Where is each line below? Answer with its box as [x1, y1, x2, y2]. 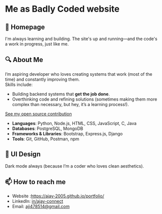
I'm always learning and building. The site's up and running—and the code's [5, 36, 158, 42]
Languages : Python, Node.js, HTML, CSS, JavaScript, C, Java [12, 120, 137, 126]
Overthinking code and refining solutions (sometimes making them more [12, 96, 157, 102]
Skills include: [5, 82, 33, 87]
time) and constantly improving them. [5, 76, 80, 82]
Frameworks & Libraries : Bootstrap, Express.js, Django [12, 130, 123, 136]
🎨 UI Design [5, 150, 41, 158]
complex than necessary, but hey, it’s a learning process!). [12, 101, 129, 107]
